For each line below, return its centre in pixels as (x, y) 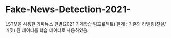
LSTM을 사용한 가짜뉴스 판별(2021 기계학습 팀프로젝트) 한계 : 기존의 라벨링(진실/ (86, 24)
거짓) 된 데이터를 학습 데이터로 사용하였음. (47, 30)
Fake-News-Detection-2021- (68, 9)
